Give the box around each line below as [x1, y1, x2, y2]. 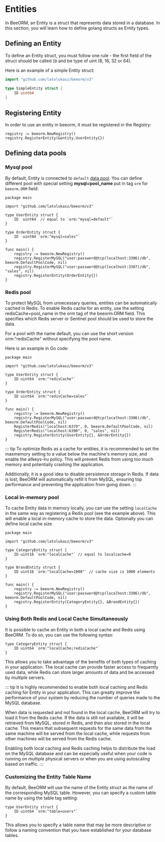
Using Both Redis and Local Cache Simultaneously [5, 615, 129, 622]
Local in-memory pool [5, 494, 59, 501]
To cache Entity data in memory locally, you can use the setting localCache [5, 505, 157, 511]
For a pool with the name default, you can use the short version [5, 331, 134, 337]
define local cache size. [5, 521, 53, 527]
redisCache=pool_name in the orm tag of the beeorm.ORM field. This [5, 310, 145, 317]
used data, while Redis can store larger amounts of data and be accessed [5, 669, 155, 675]
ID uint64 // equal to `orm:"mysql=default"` [14, 216, 113, 222]
